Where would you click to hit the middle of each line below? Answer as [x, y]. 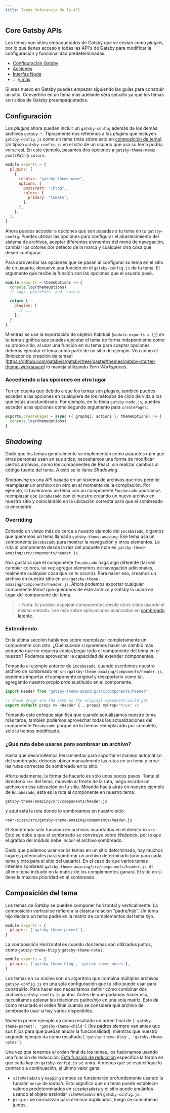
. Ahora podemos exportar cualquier [106, 584]
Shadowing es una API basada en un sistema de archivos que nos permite [83, 480]
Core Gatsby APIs [34, 31]
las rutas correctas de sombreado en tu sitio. [52, 766]
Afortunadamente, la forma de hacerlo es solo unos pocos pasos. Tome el [82, 776]
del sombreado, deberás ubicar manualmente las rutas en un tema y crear [82, 761]
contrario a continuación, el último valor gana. [53, 1068]
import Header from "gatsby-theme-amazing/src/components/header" [77, 691]
